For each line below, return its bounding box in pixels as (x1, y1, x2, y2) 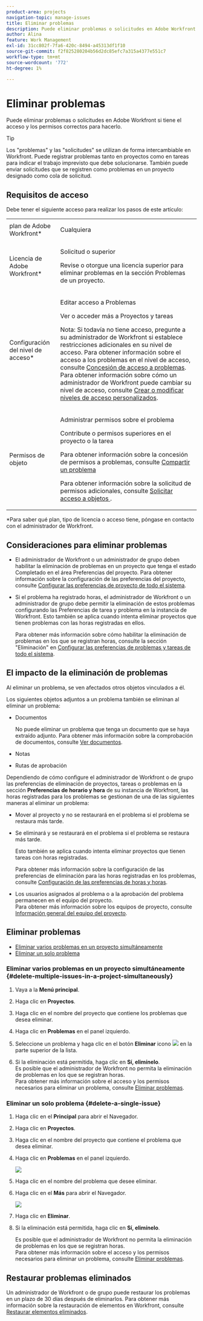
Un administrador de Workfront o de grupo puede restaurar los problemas (6, 1288, 190, 1296)
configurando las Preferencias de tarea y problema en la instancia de (14, 606, 187, 614)
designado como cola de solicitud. (6, 172, 92, 179)
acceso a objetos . (60, 494, 112, 503)
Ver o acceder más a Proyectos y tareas (60, 312, 173, 320)
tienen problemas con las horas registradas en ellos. (14, 619, 146, 626)
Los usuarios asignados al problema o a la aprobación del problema (14, 890, 184, 897)
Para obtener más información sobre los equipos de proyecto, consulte (14, 903, 192, 910)
